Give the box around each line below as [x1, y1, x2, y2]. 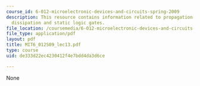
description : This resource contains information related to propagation [6, 14, 193, 20]
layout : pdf [6, 36, 36, 42]
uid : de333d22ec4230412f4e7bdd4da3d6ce [6, 53, 105, 59]
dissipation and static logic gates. [11, 20, 105, 26]
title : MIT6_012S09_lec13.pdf [6, 42, 82, 48]
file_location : [6, 25, 44, 31]
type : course [6, 47, 39, 53]
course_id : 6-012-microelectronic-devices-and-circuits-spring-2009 [6, 8, 180, 15]
